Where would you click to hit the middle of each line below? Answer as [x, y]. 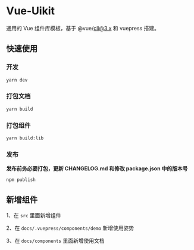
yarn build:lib [25, 138]
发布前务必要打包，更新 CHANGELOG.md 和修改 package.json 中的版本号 [97, 168]
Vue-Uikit [31, 11]
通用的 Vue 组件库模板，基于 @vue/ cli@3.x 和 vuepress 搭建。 [83, 28]
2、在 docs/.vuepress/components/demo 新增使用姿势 [70, 228]
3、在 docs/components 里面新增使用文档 [55, 240]
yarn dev [17, 80]
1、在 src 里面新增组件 [34, 215]
